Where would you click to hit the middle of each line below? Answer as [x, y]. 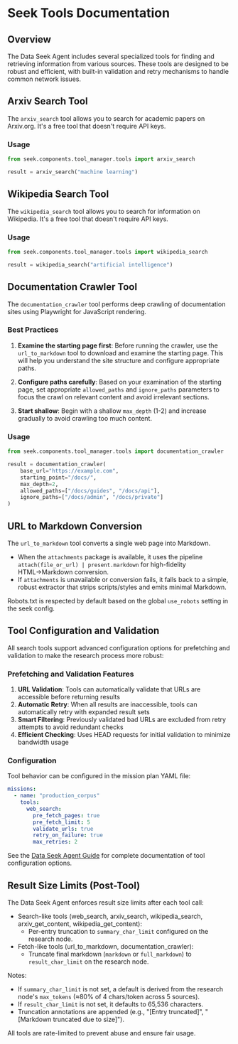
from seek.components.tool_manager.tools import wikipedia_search [108, 252]
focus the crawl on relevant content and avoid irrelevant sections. [113, 397]
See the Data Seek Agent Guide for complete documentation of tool [106, 856]
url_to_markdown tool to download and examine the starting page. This [120, 353]
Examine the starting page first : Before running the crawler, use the [118, 345]
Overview [29, 39]
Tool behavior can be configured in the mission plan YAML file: [99, 776]
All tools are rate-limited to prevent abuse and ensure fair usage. [102, 1033]
